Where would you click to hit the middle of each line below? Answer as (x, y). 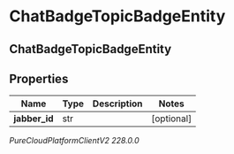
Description (117, 104)
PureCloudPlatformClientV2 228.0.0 (74, 141)
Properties (39, 78)
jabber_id (34, 119)
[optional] (172, 119)
